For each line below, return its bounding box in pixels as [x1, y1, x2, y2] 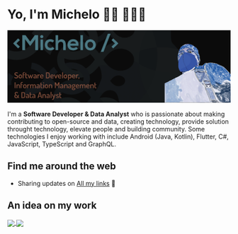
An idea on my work [7, 199, 97, 211]
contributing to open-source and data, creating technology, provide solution [7, 117, 229, 126]
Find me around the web [7, 160, 117, 172]
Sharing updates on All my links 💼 [17, 179, 115, 187]
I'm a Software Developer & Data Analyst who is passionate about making [7, 110, 225, 118]
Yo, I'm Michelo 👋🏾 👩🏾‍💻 [7, 6, 147, 23]
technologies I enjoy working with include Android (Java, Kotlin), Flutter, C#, [7, 132, 229, 141]
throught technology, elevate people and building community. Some [7, 124, 205, 133]
